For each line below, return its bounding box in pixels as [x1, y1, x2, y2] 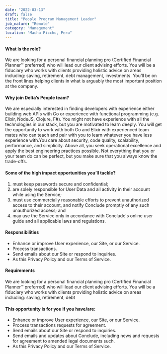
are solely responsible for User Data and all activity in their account [12, 186, 150, 192]
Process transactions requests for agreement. [12, 322, 107, 328]
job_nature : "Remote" [5, 21, 50, 26]
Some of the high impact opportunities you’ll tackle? [5, 170, 116, 176]
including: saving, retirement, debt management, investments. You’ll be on [5, 73, 157, 79]
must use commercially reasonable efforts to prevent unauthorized [12, 197, 149, 203]
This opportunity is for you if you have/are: [5, 306, 96, 312]
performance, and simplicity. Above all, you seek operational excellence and [5, 143, 162, 149]
